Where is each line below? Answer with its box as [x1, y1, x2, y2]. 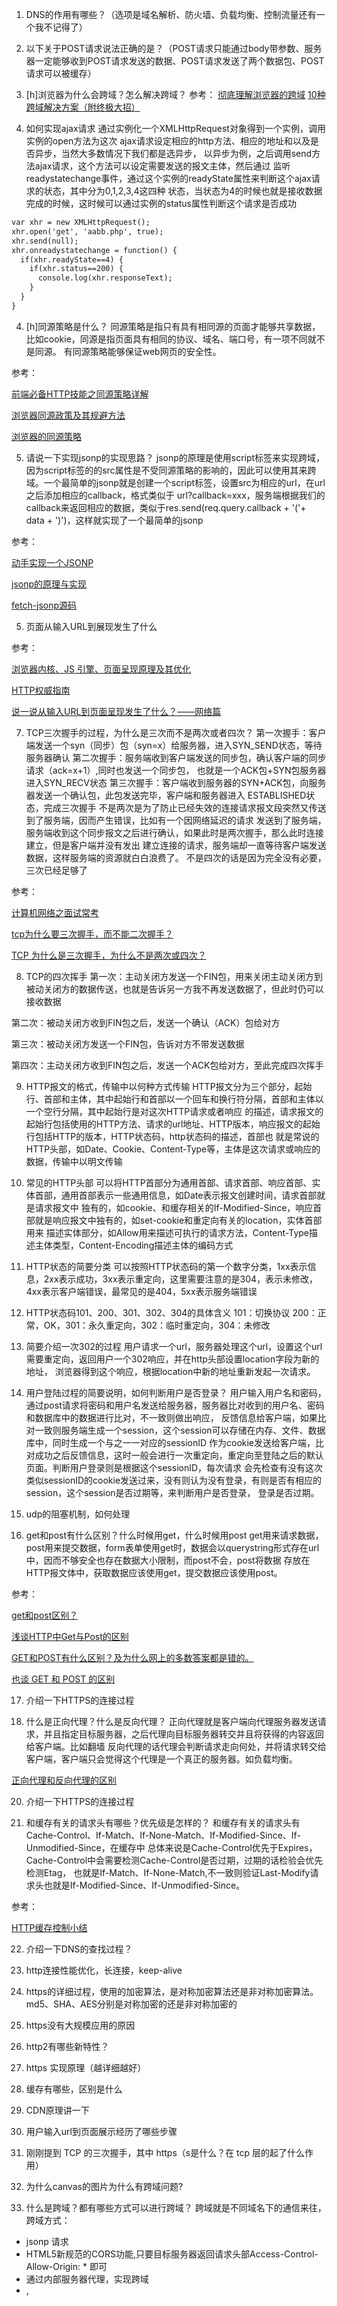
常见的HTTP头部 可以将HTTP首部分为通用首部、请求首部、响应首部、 [25, 1176, 313, 1188]
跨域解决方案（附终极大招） [25, 101, 141, 113]
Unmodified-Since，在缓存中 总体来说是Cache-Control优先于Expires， [25, 1841, 318, 1853]
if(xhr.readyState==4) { [20, 254, 124, 265]
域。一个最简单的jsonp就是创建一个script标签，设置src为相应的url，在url [25, 476, 326, 488]
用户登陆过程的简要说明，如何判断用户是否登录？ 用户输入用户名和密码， [25, 1386, 327, 1398]
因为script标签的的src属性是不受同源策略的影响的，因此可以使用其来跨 [25, 464, 317, 476]
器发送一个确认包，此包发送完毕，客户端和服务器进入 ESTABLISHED [25, 789, 307, 801]
